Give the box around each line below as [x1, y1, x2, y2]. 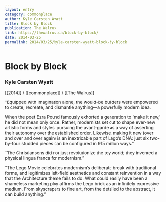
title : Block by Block [5, 21, 52, 26]
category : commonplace [5, 12, 52, 17]
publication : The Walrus [5, 26, 56, 31]
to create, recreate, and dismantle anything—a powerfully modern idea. [5, 104, 151, 110]
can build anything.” [5, 191, 46, 197]
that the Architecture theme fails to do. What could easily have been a [5, 175, 148, 181]
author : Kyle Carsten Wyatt [5, 16, 63, 21]
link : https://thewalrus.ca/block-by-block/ [5, 30, 99, 35]
